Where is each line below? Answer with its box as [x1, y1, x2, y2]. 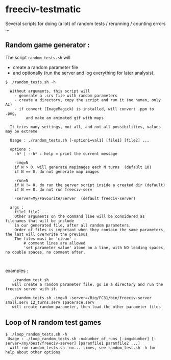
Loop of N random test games [5, 318, 102, 327]
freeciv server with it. [5, 286, 58, 291]
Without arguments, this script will [10, 88, 90, 94]
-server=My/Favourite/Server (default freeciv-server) [14, 196, 136, 201]
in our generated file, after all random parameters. [14, 222, 131, 228]
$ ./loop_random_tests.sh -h [5, 331, 67, 337]
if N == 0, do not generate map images [14, 169, 100, 174]
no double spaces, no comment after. [5, 250, 86, 255]
